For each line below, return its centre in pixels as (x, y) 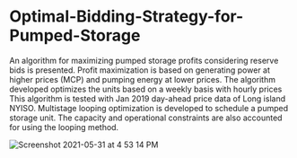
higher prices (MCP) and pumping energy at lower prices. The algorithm (143, 79)
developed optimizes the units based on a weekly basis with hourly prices (146, 89)
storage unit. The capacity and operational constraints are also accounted (146, 118)
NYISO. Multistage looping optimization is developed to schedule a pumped (149, 108)
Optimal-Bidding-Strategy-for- (127, 17)
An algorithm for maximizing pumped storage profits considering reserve (144, 60)
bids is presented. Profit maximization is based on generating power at (140, 70)
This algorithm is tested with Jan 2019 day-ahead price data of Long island (147, 98)
